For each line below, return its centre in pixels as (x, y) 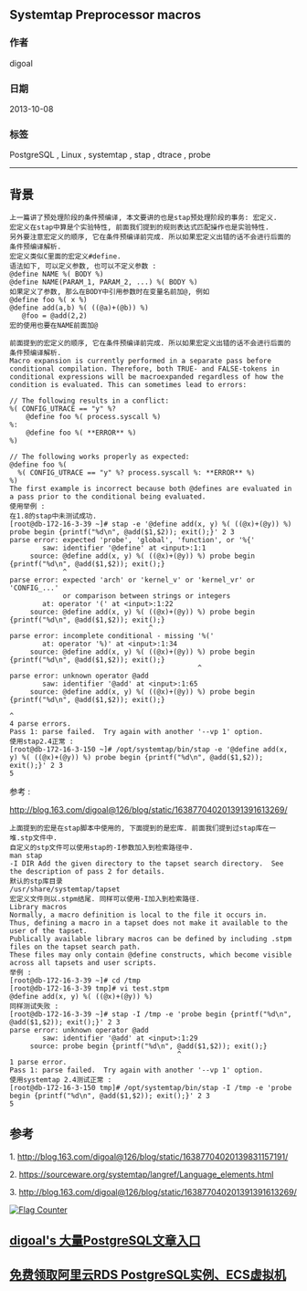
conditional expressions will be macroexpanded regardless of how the (147, 377)
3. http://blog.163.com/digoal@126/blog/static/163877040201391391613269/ (153, 1191)
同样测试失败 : (34, 1007)
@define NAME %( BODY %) (57, 274)
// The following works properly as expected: (100, 457)
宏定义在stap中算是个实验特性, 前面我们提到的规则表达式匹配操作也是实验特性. (139, 227)
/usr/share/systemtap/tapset (65, 889)
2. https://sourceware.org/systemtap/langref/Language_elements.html (142, 1174)
